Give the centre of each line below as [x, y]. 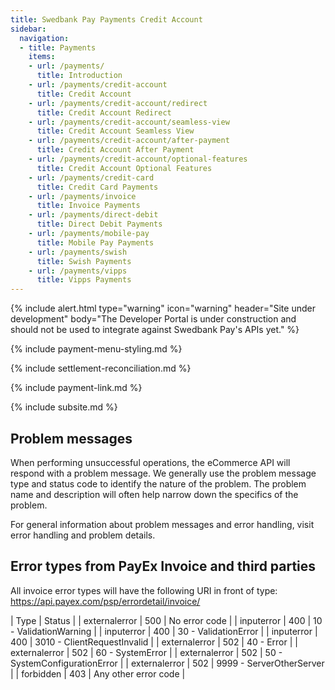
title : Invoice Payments [88, 206]
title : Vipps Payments [84, 280]
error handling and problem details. [83, 535]
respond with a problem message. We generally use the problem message [163, 473]
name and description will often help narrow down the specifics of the [154, 494]
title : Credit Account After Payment [115, 150]
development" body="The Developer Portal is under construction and [153, 319]
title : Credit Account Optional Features [124, 168]
